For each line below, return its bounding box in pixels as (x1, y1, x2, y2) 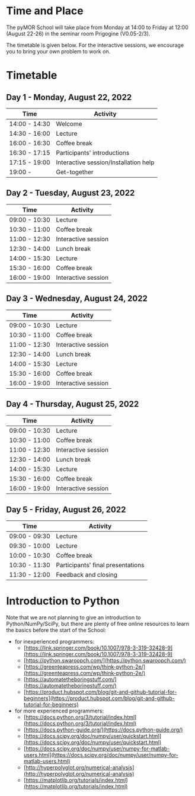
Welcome (56, 120, 82, 128)
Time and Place (6, 4, 84, 18)
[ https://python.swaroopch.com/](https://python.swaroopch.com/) (23, 657, 187, 664)
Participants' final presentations (56, 561, 145, 570)
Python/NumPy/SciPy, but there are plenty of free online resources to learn (6, 621, 190, 628)
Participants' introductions (56, 148, 130, 156)
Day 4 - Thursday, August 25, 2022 (6, 399, 139, 409)
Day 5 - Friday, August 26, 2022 (6, 504, 126, 514)
